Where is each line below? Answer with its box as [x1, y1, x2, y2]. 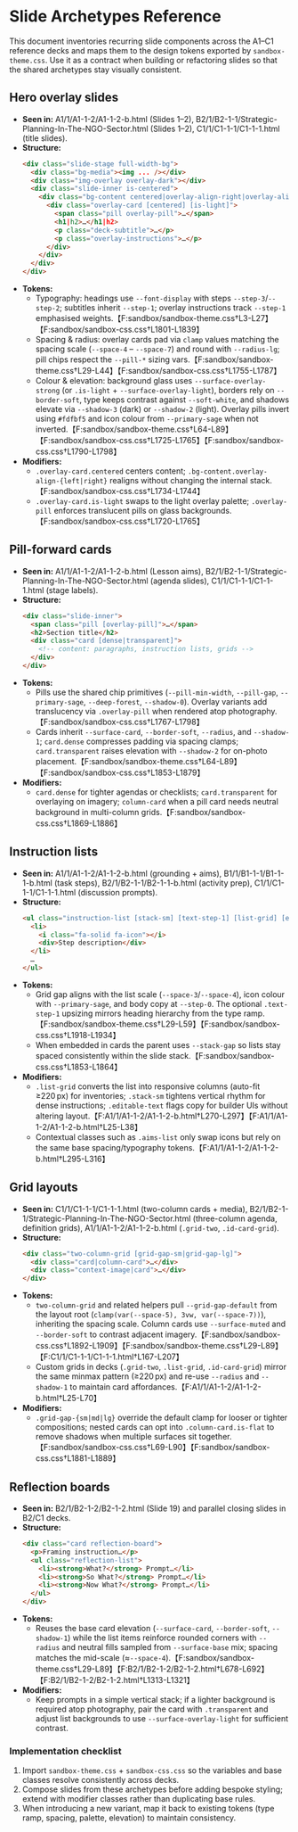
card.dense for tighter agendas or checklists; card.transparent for [35, 787, 278, 797]
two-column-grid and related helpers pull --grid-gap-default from [35, 1300, 278, 1310]
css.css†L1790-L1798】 [35, 446, 122, 457]
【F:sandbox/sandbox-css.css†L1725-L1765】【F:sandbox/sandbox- [35, 435, 285, 445]
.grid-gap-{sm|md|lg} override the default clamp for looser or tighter [35, 1412, 288, 1424]
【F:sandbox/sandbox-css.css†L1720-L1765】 [35, 516, 205, 526]
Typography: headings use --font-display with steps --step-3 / [35, 293, 269, 303]
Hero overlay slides [9, 90, 118, 105]
